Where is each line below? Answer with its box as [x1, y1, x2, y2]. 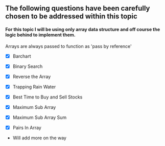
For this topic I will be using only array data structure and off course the [5, 26, 160, 32]
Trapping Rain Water [12, 84, 56, 90]
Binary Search [12, 63, 43, 69]
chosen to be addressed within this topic [5, 12, 138, 21]
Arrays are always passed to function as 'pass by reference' [5, 43, 132, 49]
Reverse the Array [12, 74, 51, 80]
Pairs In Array [12, 125, 42, 131]
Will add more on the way [12, 135, 66, 141]
